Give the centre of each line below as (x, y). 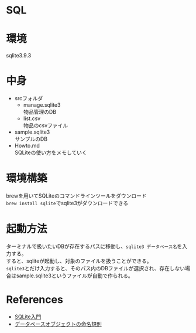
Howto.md (27, 146)
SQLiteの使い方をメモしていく (51, 152)
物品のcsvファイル (46, 125)
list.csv (32, 118)
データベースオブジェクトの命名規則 (58, 324)
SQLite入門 (28, 317)
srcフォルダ (29, 98)
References (35, 300)
